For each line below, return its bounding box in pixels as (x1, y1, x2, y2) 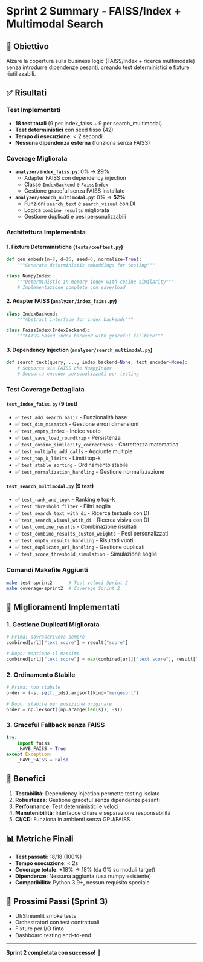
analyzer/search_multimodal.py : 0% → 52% (14, 193, 126, 201)
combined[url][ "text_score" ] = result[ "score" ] (6, 639, 129, 646)
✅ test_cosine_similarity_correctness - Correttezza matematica (14, 441, 179, 448)
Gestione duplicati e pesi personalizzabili (24, 213, 126, 220)
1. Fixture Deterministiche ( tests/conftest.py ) (6, 243, 124, 250)
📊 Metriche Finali (6, 834, 74, 844)
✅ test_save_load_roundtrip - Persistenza (14, 434, 121, 442)
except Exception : (6, 751, 53, 758)
